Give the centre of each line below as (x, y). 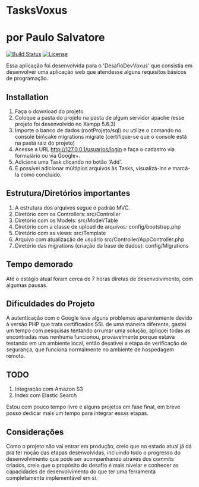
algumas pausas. (27, 285)
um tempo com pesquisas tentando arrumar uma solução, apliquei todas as (99, 330)
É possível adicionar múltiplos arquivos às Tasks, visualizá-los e (93, 168)
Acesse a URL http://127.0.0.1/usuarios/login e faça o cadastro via (95, 149)
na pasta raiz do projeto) (45, 143)
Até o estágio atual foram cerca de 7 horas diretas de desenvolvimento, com (99, 279)
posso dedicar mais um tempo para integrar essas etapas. (77, 413)
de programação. (27, 79)
